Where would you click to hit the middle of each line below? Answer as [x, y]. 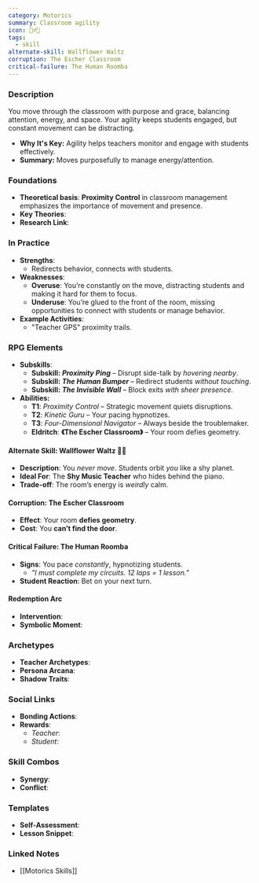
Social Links [32, 699]
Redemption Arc [35, 599]
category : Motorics [40, 15]
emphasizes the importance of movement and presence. [111, 206]
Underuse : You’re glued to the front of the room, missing [123, 302]
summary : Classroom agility [54, 23]
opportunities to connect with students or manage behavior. [128, 310]
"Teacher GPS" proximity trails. [81, 327]
